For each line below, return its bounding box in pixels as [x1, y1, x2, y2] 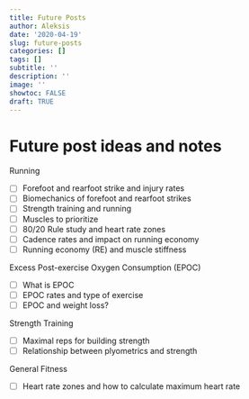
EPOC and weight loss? [22, 299, 110, 311]
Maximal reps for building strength [22, 335, 150, 346]
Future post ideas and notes [9, 136, 222, 156]
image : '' [9, 80, 47, 89]
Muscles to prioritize [22, 213, 99, 224]
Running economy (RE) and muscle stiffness [22, 244, 187, 255]
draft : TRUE [9, 96, 54, 106]
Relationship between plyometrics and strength [22, 346, 198, 356]
